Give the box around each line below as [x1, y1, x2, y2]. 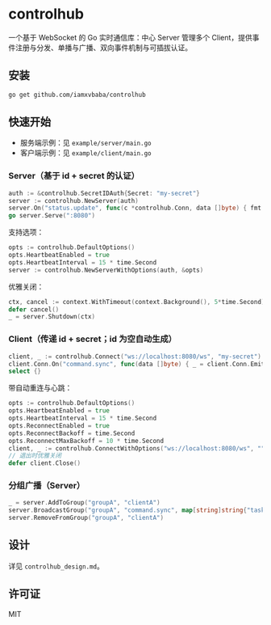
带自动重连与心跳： [8, 383, 73, 393]
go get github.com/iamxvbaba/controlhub [8, 91, 147, 99]
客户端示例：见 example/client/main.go [19, 148, 152, 158]
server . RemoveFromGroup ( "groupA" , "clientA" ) [8, 514, 164, 522]
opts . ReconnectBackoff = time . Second [8, 429, 135, 437]
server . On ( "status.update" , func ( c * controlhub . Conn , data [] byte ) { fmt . [8, 204, 265, 213]
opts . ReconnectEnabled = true [8, 421, 110, 429]
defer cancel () [8, 305, 60, 314]
